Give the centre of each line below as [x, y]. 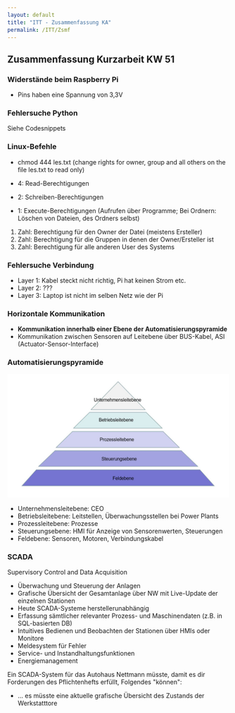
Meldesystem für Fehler [52, 646]
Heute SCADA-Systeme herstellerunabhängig [83, 609]
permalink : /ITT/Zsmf [39, 30]
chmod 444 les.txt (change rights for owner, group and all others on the [122, 162]
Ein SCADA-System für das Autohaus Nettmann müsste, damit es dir [106, 675]
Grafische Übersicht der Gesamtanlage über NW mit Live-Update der [118, 594]
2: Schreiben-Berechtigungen [61, 197]
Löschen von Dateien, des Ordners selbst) [78, 218]
